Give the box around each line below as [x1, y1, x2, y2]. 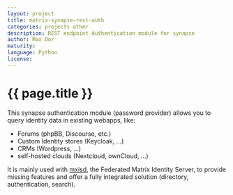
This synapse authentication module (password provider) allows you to [7, 109, 211, 117]
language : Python [7, 49, 58, 56]
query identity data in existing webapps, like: [7, 116, 136, 124]
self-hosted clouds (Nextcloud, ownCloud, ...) [17, 151, 149, 160]
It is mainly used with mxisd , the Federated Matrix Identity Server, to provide [7, 165, 227, 173]
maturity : [7, 42, 36, 49]
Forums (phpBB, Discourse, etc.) [17, 130, 112, 138]
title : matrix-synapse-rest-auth [7, 17, 105, 24]
